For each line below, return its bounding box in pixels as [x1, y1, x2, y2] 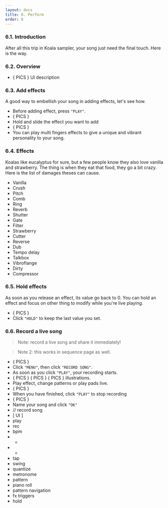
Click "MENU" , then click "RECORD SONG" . [12, 364, 93, 370]
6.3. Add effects [5, 87, 45, 94]
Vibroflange [12, 260, 37, 266]
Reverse [12, 238, 30, 245]
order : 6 [5, 17, 24, 22]
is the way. [5, 50, 28, 56]
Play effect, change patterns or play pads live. [12, 380, 108, 386]
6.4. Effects [5, 147, 34, 154]
